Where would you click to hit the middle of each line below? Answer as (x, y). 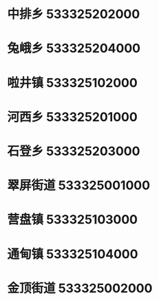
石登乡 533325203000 (74, 151)
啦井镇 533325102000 (72, 83)
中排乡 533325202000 (74, 14)
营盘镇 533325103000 (72, 220)
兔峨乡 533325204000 (74, 48)
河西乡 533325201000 (72, 117)
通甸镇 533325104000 (73, 254)
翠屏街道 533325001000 (78, 186)
